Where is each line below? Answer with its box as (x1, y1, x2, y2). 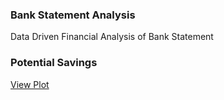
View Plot (10, 78, 50, 90)
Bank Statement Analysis (10, 8, 136, 22)
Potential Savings (10, 56, 98, 70)
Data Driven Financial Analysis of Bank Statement (10, 31, 214, 43)
